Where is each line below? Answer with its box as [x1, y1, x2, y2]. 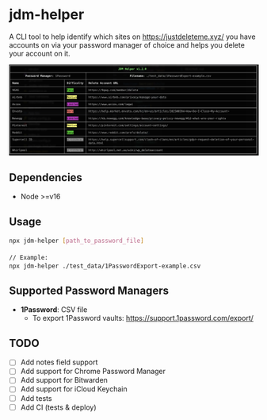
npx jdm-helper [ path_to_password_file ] [9, 237, 145, 245]
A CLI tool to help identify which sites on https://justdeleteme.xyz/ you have [9, 32, 256, 41]
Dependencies [9, 171, 82, 184]
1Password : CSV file [20, 305, 88, 314]
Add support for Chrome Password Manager [20, 367, 166, 376]
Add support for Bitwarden [20, 376, 108, 385]
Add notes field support [20, 357, 98, 367]
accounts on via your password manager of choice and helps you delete [9, 40, 245, 49]
